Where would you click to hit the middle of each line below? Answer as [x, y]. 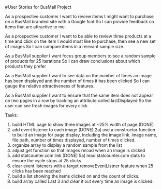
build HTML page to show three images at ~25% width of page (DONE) [83, 124]
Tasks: [12, 115]
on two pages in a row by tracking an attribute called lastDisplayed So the [78, 101]
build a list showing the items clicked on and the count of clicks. [76, 176]
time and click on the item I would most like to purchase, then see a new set [81, 41]
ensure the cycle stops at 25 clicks [46, 161]
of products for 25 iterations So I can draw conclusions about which [73, 61]
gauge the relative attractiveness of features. [50, 86]
